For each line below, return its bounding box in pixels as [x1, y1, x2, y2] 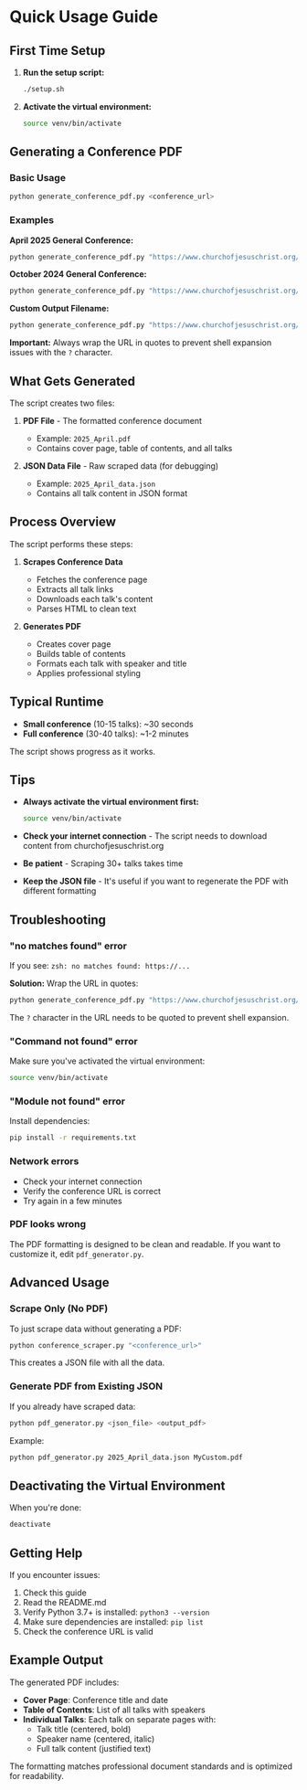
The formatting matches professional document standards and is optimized [9, 1761, 293, 1772]
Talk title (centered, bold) [36, 1723, 132, 1734]
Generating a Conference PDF [9, 144, 183, 160]
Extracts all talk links [36, 583, 114, 595]
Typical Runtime [9, 694, 104, 710]
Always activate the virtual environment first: [22, 797, 199, 808]
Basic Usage [9, 172, 67, 185]
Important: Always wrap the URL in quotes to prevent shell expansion [9, 337, 272, 348]
